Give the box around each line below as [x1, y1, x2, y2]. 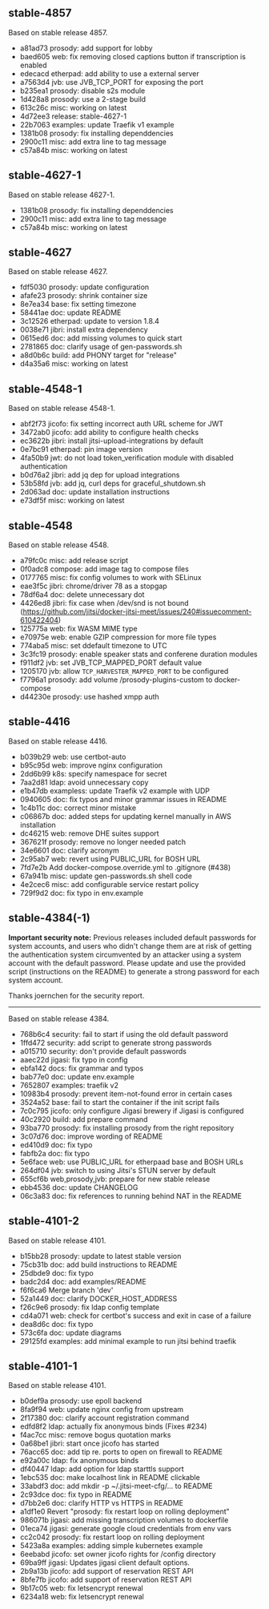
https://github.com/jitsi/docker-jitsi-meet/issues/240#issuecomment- [22, 607, 252, 616]
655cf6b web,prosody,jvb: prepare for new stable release [19, 1174, 211, 1184]
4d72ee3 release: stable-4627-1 [19, 111, 126, 121]
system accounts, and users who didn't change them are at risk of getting [8, 941, 252, 950]
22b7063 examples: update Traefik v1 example [19, 119, 175, 129]
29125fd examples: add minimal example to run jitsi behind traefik [19, 1336, 237, 1345]
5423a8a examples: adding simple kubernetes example [19, 1541, 203, 1551]
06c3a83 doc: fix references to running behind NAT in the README [19, 1191, 243, 1200]
